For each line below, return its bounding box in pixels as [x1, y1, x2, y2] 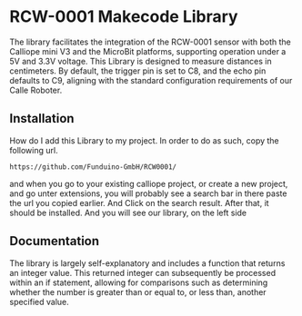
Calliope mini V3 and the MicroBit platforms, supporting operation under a [9, 45, 287, 56]
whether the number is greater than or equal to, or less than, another [9, 286, 267, 297]
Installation [9, 111, 75, 126]
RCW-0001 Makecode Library [9, 6, 238, 27]
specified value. [9, 296, 70, 307]
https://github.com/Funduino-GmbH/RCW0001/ [9, 162, 177, 172]
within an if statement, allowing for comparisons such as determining [9, 277, 268, 288]
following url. [9, 144, 58, 155]
